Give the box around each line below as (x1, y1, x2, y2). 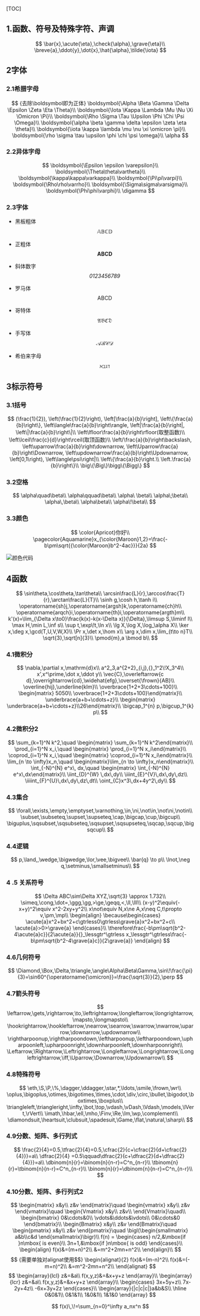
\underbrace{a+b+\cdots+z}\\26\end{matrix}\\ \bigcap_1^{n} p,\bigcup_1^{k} (7, 702, 194, 709)
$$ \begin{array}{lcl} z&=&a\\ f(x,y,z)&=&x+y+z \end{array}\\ (8, 1272, 158, 1280)
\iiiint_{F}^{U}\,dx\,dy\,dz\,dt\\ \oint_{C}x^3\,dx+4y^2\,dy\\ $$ (24, 777, 176, 784)
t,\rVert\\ (22, 1110, 44, 1117)
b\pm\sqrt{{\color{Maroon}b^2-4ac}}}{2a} (44, 542, 149, 549)
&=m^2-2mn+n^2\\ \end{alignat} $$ (68, 1263, 156, 1270)
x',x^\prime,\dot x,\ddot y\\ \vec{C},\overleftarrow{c (36, 671, 164, 678)
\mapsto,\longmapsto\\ (72, 1016, 128, 1023)
